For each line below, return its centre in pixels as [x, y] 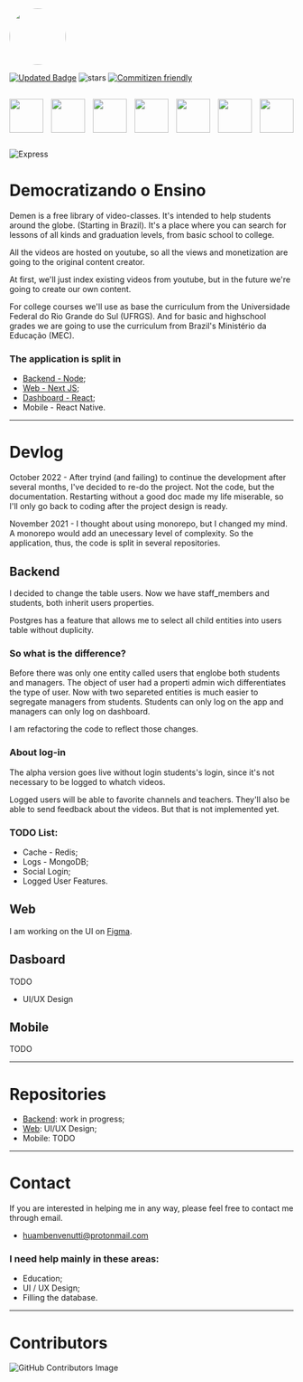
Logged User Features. [65, 881]
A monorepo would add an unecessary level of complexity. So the [132, 534]
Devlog [37, 453]
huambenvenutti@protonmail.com [85, 1235]
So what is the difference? [68, 653]
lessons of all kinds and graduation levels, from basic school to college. [142, 234]
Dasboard [37, 960]
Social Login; [46, 871]
